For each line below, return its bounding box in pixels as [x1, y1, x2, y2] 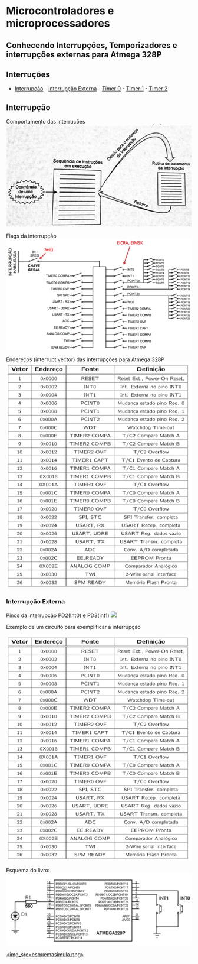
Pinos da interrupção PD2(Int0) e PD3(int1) [6, 612, 110, 619]
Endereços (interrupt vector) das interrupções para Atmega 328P [6, 356, 165, 363]
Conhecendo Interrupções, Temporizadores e [6, 40, 178, 50]
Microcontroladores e [6, 4, 114, 18]
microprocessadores [6, 17, 110, 30]
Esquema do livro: [6, 867, 50, 874]
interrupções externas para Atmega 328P [6, 49, 162, 60]
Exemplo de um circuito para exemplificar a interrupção [6, 623, 141, 630]
